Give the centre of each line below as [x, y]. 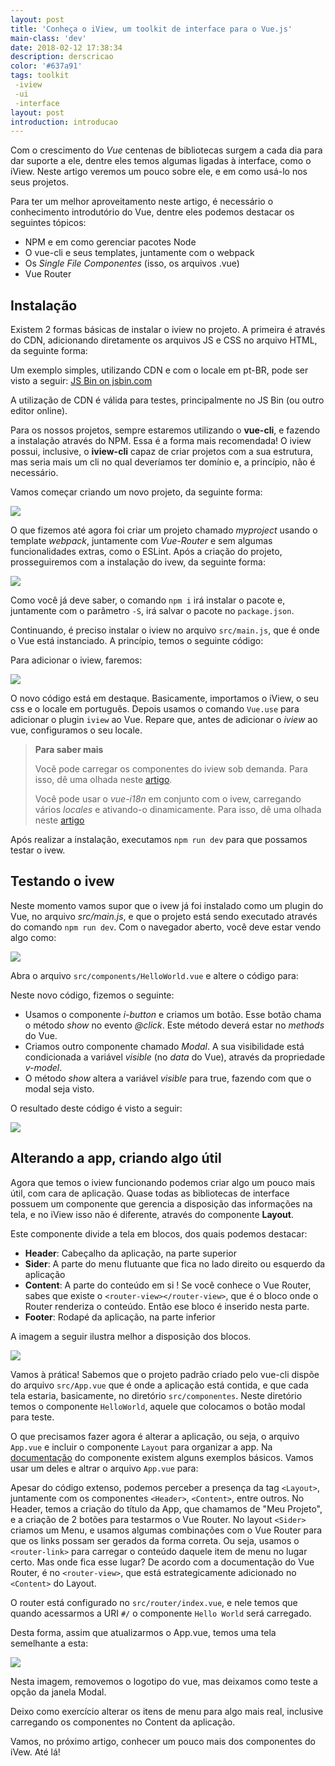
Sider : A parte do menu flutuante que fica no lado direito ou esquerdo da [175, 1263]
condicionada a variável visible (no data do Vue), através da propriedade [175, 1057]
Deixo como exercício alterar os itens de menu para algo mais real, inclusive [167, 1711]
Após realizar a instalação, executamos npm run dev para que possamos [159, 840]
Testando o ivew [62, 881]
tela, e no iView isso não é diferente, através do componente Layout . [152, 1214]
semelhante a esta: [49, 1643]
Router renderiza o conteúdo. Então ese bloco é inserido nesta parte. [167, 1306]
